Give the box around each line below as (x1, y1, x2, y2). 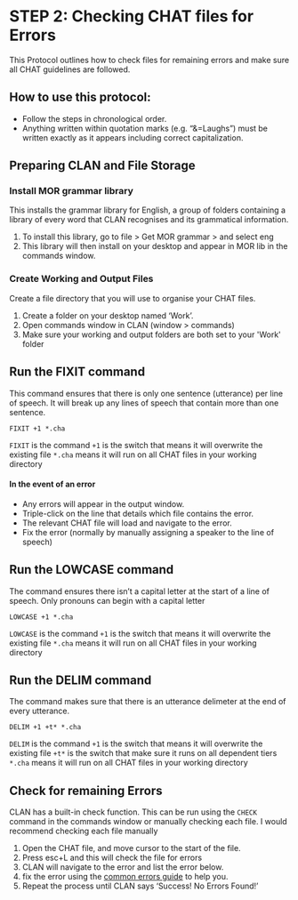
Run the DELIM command (9, 672, 152, 687)
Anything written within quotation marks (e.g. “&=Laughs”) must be (21, 123, 269, 133)
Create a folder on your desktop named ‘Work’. (21, 309, 194, 321)
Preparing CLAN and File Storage (9, 158, 196, 173)
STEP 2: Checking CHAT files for (9, 6, 254, 27)
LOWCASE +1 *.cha (9, 612, 74, 622)
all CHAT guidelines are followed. (9, 64, 131, 75)
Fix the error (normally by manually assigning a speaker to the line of (21, 526, 274, 537)
